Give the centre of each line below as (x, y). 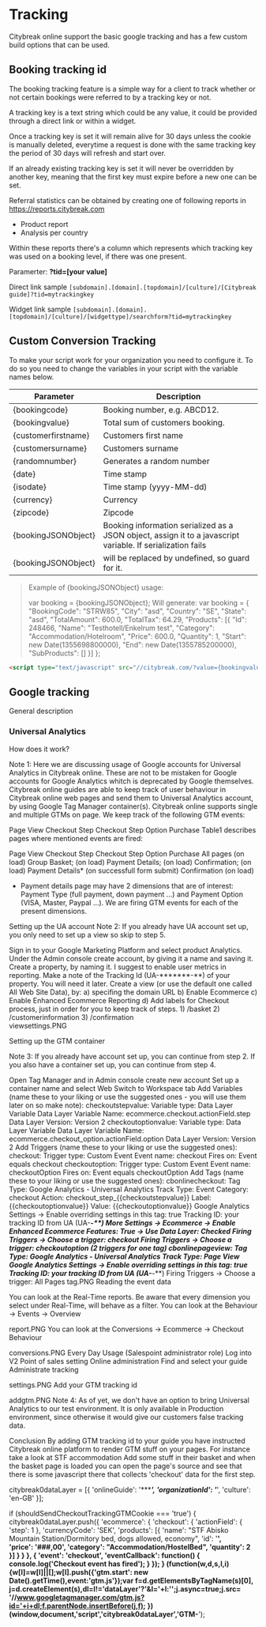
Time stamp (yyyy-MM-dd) (155, 486)
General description (41, 711)
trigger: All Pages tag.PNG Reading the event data (90, 1282)
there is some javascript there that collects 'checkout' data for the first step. (132, 1474)
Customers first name (143, 435)
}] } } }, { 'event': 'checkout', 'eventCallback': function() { (105, 1555)
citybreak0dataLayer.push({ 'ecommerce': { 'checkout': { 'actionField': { (126, 1521)
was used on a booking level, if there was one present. (98, 256)
